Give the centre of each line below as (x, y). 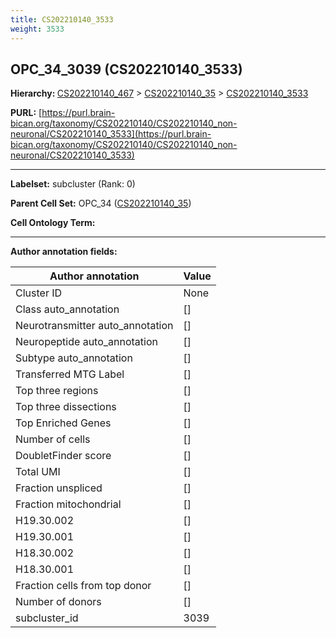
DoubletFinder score (63, 456)
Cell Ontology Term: (53, 223)
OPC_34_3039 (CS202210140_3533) (126, 69)
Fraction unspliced (59, 488)
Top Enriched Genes (63, 423)
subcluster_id (47, 618)
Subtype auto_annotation (74, 358)
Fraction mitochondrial (68, 504)
